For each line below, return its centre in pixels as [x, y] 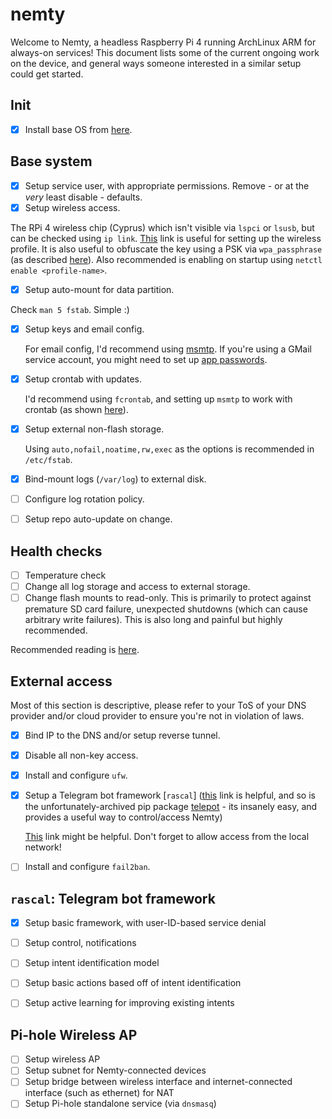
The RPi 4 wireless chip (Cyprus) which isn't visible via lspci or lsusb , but [162, 227]
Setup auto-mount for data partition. [99, 289]
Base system [51, 161]
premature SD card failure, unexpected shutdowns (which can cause [166, 609]
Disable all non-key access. [81, 755]
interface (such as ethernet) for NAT [99, 1093]
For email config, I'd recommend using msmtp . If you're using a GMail [168, 349]
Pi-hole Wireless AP [74, 1034]
